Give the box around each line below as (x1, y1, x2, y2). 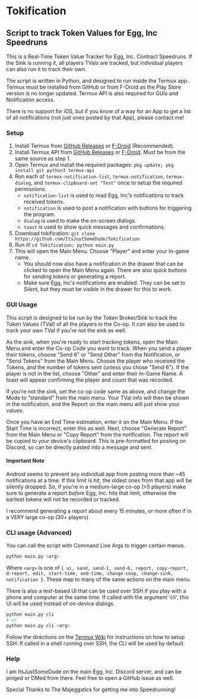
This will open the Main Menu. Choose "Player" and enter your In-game (14, 248, 190, 255)
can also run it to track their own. (6, 65, 87, 73)
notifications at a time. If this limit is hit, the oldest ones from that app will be (6, 476, 192, 483)
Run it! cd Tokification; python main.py (14, 241, 114, 248)
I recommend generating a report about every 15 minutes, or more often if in (6, 507, 191, 514)
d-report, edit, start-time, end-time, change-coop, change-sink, (6, 570, 174, 576)
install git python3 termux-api (14, 168, 95, 174)
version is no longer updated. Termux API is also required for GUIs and (6, 90, 179, 96)
